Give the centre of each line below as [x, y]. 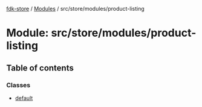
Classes [18, 85]
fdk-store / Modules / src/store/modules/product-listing [75, 9]
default [24, 98]
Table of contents [40, 68]
